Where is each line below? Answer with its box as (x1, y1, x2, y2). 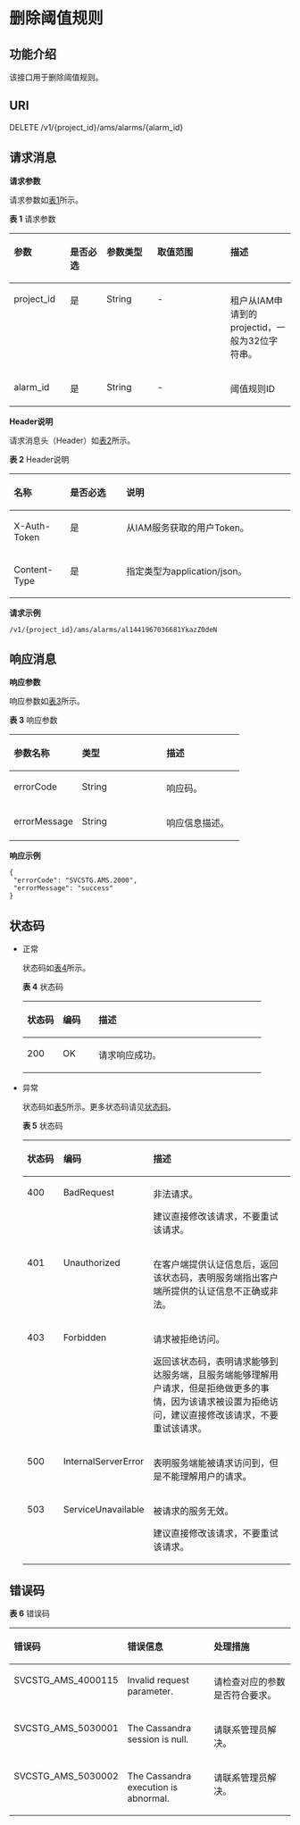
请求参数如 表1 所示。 (9, 194, 83, 205)
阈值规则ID (230, 382, 275, 395)
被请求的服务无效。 (153, 1505, 234, 1518)
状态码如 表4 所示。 (21, 962, 91, 973)
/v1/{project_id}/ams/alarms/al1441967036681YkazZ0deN (9, 625, 218, 634)
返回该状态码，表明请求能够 (153, 1355, 270, 1368)
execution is (127, 1781, 179, 1794)
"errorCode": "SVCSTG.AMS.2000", (12, 876, 138, 885)
